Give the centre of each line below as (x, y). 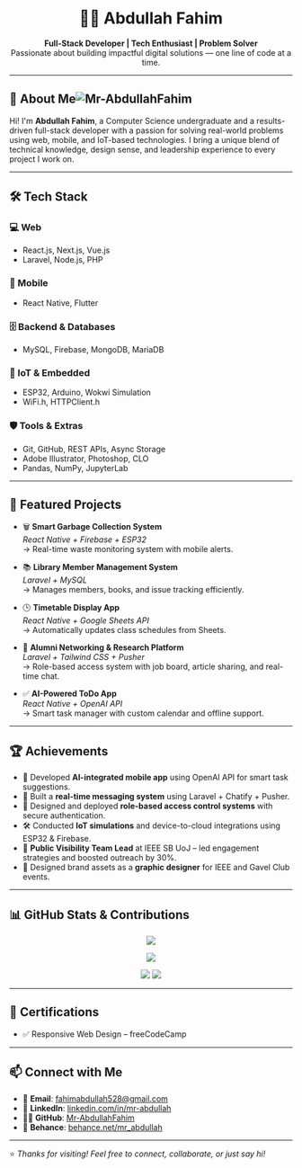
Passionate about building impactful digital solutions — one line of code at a (151, 52)
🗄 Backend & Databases (62, 326)
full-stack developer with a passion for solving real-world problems (159, 130)
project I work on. (42, 159)
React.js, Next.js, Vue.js (66, 250)
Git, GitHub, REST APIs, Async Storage (94, 449)
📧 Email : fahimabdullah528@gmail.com (95, 1098)
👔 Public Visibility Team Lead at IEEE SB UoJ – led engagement (141, 848)
